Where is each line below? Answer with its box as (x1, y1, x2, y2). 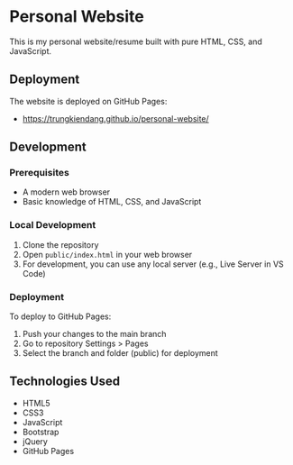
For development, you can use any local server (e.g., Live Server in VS (22, 259, 284, 269)
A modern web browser (22, 187, 111, 197)
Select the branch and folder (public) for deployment (22, 348, 218, 359)
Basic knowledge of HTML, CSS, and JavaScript (22, 196, 202, 207)
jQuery (22, 435, 48, 447)
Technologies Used (9, 374, 120, 389)
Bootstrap (22, 426, 60, 437)
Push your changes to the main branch (22, 329, 167, 340)
